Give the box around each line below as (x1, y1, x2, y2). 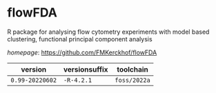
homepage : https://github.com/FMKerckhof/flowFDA (7, 48, 157, 56)
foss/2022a (115, 76, 150, 84)
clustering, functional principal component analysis (7, 34, 153, 43)
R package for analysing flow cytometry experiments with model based (7, 28, 210, 36)
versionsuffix (63, 64, 108, 74)
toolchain (117, 64, 148, 74)
